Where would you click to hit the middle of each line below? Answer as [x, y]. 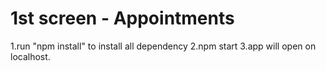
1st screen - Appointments [122, 18]
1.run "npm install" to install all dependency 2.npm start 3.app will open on [163, 46]
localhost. [30, 56]
